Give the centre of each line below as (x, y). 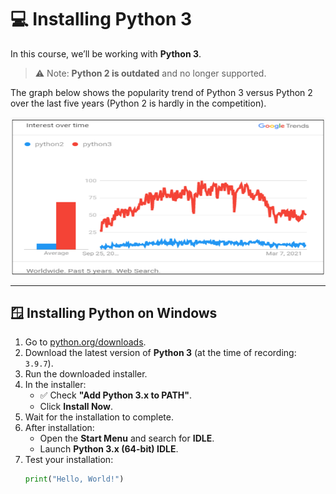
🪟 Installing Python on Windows (114, 313)
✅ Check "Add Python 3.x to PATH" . (116, 395)
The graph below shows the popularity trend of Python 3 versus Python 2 (161, 92)
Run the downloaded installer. (86, 374)
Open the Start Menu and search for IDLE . (127, 438)
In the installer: (55, 385)
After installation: (59, 428)
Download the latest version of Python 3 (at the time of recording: (160, 353)
